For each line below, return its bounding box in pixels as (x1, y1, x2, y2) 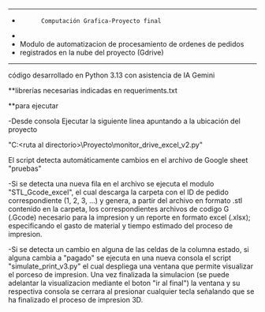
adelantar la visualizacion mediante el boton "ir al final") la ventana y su (8, 278, 241, 288)
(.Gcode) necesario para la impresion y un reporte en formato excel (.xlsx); (8, 212, 251, 222)
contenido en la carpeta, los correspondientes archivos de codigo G (8, 205, 230, 213)
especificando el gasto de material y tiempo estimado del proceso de (8, 221, 233, 230)
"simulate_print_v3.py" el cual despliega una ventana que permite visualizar (8, 261, 254, 271)
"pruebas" (8, 164, 42, 173)
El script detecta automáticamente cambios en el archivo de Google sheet (8, 156, 248, 164)
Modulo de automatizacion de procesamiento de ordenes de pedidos (19, 39, 244, 48)
